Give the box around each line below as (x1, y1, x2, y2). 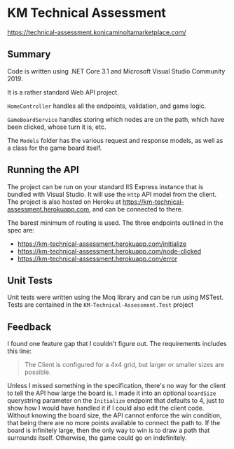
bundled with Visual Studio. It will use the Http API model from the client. (7, 190, 217, 198)
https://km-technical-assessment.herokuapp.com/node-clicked (17, 247, 202, 255)
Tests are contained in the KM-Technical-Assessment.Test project (7, 301, 194, 309)
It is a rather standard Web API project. (7, 88, 119, 96)
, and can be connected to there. (88, 205, 184, 213)
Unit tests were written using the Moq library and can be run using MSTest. (7, 293, 224, 302)
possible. (24, 368, 51, 376)
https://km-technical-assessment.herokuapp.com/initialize (17, 240, 187, 248)
